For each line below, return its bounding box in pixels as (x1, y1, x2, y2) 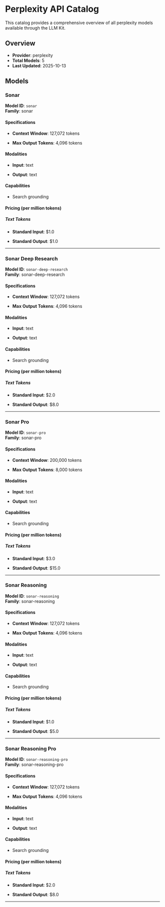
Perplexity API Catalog (5, 3, 99, 15)
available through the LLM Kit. (5, 25, 66, 30)
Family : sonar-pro (5, 435, 42, 441)
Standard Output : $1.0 (12, 238, 58, 244)
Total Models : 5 (12, 58, 45, 63)
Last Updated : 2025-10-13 (12, 62, 66, 68)
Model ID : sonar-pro (5, 429, 46, 436)
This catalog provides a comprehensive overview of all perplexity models (5, 20, 153, 26)
